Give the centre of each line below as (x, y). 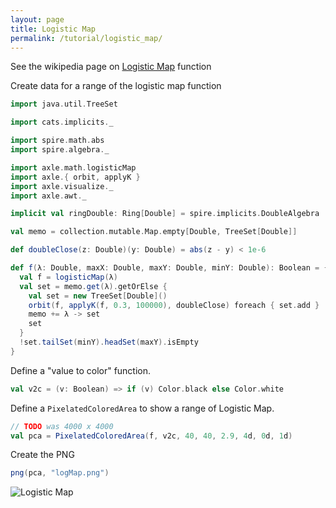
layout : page (37, 19)
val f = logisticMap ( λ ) (68, 277)
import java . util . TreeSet (64, 104)
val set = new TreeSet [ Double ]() (98, 296)
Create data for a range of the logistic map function (116, 86)
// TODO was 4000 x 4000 (62, 426)
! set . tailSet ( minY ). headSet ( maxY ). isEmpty (109, 342)
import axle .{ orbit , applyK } (75, 177)
